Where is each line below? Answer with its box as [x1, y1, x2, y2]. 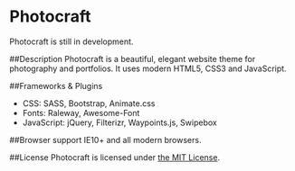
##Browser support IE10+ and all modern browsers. [9, 134, 202, 145]
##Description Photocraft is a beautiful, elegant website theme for [9, 53, 256, 64]
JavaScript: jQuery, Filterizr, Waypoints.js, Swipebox [22, 117, 217, 128]
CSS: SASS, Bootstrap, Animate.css [22, 97, 156, 109]
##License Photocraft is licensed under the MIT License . [9, 151, 220, 163]
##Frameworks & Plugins [9, 80, 103, 91]
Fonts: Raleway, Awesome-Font [22, 107, 140, 118]
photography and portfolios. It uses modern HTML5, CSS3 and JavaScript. [9, 63, 287, 74]
